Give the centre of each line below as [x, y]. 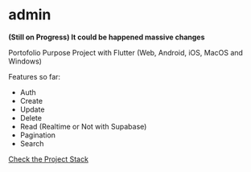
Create [31, 100]
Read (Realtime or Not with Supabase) [83, 126]
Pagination [38, 135]
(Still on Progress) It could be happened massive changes [107, 37]
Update [32, 109]
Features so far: [35, 76]
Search [32, 143]
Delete [31, 117]
